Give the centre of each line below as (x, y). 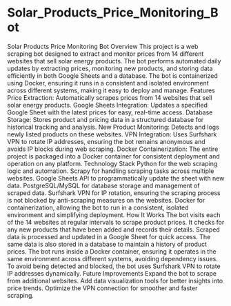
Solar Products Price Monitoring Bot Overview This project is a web (103, 46)
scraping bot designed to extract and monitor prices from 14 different (106, 54)
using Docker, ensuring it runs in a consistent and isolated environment (108, 83)
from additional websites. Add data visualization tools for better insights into (115, 280)
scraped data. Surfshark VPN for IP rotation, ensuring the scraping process (114, 193)
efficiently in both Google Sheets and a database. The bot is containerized (113, 75)
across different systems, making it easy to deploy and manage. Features (111, 90)
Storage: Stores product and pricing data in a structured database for (106, 119)
